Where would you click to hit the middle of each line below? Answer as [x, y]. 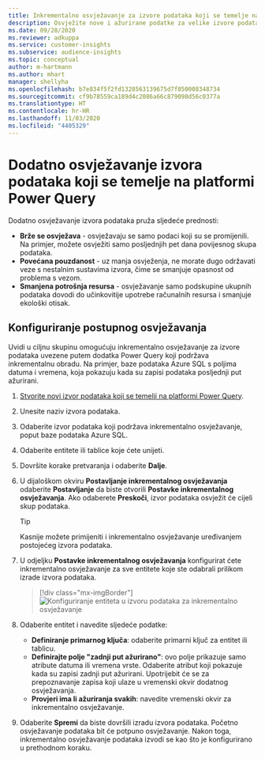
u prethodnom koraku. [56, 747]
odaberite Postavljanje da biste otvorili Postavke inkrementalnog [127, 489]
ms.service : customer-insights [60, 45]
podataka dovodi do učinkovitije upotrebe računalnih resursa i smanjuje [135, 294]
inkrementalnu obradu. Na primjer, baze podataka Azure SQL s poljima [122, 364]
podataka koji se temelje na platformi [131, 181]
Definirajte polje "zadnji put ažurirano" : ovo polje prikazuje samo [139, 656]
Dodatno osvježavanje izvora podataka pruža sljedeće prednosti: [114, 220]
